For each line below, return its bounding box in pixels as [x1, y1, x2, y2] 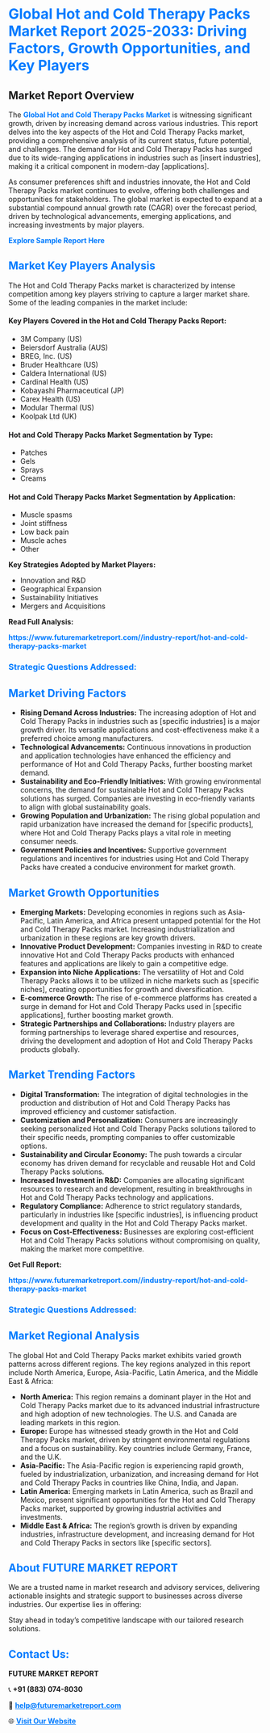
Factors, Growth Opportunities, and [8, 40, 251, 57]
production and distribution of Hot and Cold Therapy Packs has [19, 1098, 231, 1108]
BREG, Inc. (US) [19, 351, 73, 361]
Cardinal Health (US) [19, 377, 89, 387]
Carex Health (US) [19, 394, 81, 404]
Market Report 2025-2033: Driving [8, 22, 247, 40]
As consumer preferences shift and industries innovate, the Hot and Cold [8, 177, 251, 187]
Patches [19, 448, 48, 457]
